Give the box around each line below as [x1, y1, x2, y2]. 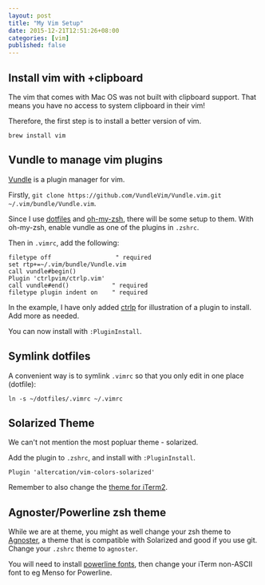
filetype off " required [8, 253, 152, 261]
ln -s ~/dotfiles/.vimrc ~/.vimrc [8, 395, 124, 403]
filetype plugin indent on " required [8, 289, 148, 296]
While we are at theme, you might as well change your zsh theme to [8, 527, 231, 536]
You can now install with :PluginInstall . [8, 326, 142, 336]
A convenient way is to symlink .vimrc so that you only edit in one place [8, 371, 245, 380]
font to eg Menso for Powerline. [8, 568, 113, 578]
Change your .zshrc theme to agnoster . [8, 544, 138, 554]
